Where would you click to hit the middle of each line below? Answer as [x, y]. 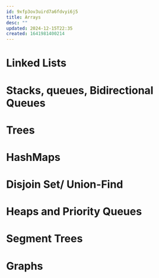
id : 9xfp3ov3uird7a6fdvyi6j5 [42, 12]
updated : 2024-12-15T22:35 [39, 28]
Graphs [25, 266]
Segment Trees [44, 239]
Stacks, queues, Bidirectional [80, 90]
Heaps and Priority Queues [74, 212]
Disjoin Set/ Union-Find [65, 184]
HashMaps [33, 157]
